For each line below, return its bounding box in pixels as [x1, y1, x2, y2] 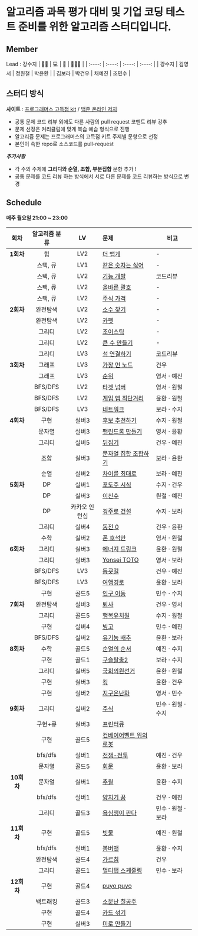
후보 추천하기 [102, 416, 137, 425]
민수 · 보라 [156, 866, 183, 875]
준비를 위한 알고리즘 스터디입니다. [18, 20, 172, 34]
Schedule [6, 197, 42, 208]
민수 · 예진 [156, 622, 183, 630]
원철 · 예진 [156, 491, 183, 500]
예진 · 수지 [156, 644, 183, 653]
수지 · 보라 [156, 507, 183, 515]
